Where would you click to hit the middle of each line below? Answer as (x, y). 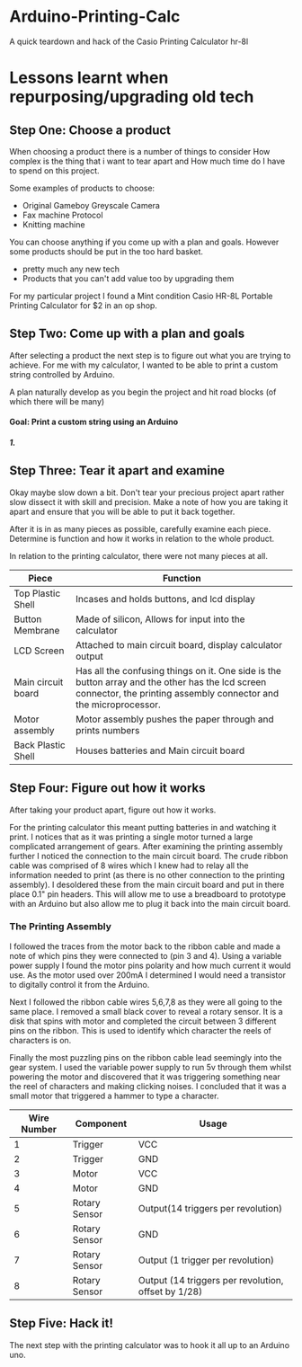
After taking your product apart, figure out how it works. (113, 810)
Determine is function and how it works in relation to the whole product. (142, 538)
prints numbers (107, 730)
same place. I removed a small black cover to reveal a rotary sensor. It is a (146, 1011)
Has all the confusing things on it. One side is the (178, 670)
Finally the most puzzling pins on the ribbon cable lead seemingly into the (146, 1057)
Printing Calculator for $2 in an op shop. (83, 305)
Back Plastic (40, 745)
